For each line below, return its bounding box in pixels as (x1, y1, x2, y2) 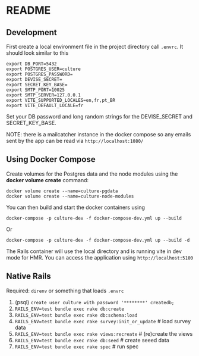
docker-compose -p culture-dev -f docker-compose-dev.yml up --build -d (6, 237, 190, 243)
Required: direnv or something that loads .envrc (6, 287, 124, 294)
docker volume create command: (6, 176, 89, 183)
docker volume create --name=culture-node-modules (6, 193, 134, 199)
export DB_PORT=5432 (6, 61, 58, 67)
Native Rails (6, 271, 52, 282)
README (6, 4, 51, 17)
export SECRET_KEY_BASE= (6, 82, 68, 88)
